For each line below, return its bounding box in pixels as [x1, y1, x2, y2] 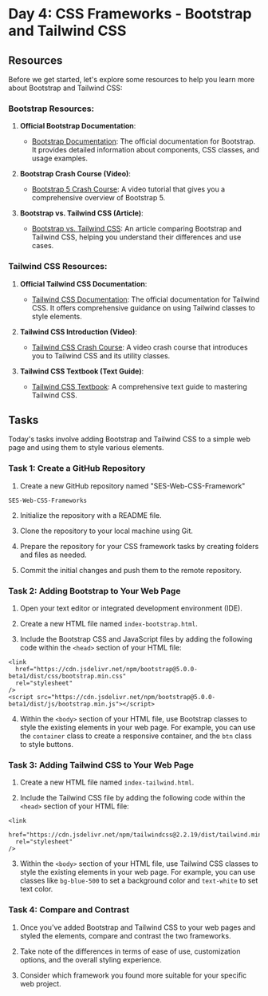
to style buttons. [19, 740, 74, 749]
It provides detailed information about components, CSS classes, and [31, 145, 259, 155]
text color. [19, 884, 53, 894]
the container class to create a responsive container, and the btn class [19, 731, 253, 741]
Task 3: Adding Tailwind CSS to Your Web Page [8, 759, 194, 770]
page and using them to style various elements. [8, 443, 165, 453]
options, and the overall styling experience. [19, 955, 162, 964]
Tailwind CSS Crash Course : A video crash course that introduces [31, 342, 249, 352]
